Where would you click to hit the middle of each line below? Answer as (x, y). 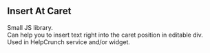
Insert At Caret (39, 11)
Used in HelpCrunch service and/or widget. (69, 42)
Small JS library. (30, 27)
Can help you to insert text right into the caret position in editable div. (105, 35)
